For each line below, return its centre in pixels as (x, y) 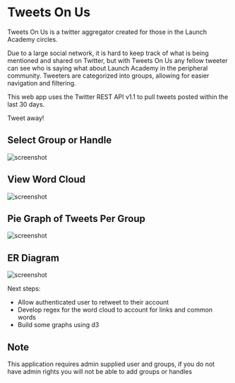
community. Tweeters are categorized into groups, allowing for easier (108, 76)
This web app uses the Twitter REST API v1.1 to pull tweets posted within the (118, 97)
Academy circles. (32, 39)
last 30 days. (26, 104)
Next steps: (24, 289)
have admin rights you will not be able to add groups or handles (100, 371)
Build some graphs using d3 (58, 325)
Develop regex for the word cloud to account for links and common (115, 310)
